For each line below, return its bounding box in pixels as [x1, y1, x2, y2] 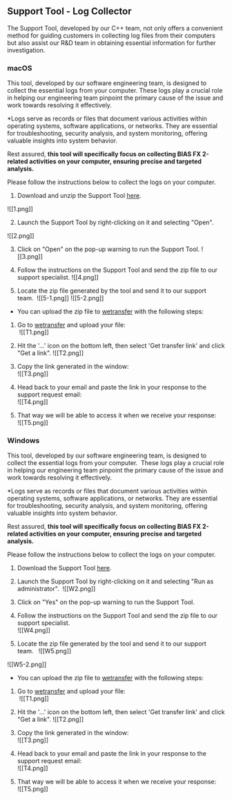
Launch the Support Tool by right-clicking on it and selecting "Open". [17, 218, 214, 227]
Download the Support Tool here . [17, 564, 112, 572]
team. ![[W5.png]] [17, 647, 72, 655]
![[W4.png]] [17, 626, 50, 635]
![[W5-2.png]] [7, 660, 47, 669]
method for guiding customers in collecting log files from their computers [7, 31, 215, 39]
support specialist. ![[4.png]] [17, 273, 99, 282]
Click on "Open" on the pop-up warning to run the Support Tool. [17, 245, 200, 253]
